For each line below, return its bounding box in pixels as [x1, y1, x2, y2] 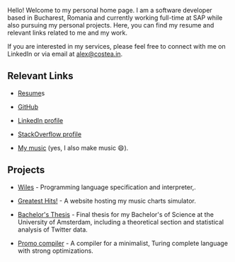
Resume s [17, 88, 45, 97]
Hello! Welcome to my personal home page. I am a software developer [7, 6, 212, 14]
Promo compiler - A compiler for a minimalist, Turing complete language [17, 239, 229, 247]
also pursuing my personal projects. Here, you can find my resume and [7, 21, 214, 29]
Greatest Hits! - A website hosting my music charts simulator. [17, 196, 196, 205]
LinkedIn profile [17, 116, 64, 124]
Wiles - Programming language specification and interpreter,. [17, 183, 196, 191]
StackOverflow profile [17, 130, 82, 138]
